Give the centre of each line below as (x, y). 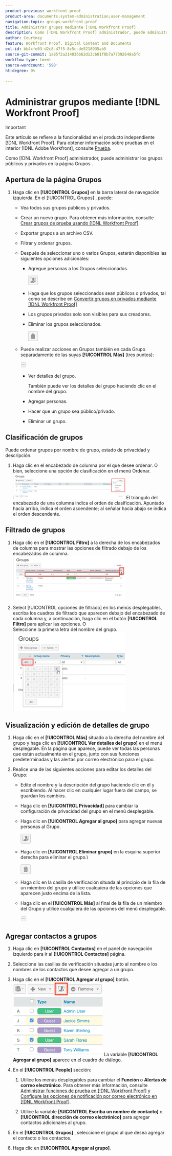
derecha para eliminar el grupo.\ (54, 857)
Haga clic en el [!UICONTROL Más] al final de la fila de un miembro (91, 903)
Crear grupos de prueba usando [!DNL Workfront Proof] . (80, 223)
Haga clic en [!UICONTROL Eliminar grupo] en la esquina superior (90, 852)
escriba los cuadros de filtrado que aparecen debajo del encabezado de (89, 613)
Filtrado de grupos (35, 530)
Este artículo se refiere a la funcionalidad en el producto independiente (80, 137)
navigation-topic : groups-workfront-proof (51, 22)
